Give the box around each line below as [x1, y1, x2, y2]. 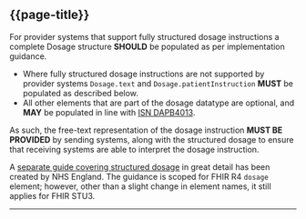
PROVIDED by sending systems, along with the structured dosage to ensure [9, 134, 294, 144]
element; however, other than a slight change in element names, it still [9, 181, 271, 192]
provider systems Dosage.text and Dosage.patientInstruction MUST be [22, 77, 294, 89]
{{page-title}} [9, 7, 90, 23]
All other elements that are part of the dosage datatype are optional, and [22, 97, 295, 108]
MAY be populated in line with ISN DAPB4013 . [22, 106, 196, 117]
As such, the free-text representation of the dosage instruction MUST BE [9, 124, 283, 135]
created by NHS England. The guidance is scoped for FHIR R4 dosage [9, 171, 269, 182]
